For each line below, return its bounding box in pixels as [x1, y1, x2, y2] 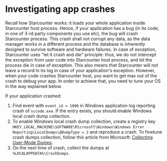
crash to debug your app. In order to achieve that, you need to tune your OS [5, 78, 161, 84]
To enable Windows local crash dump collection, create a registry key [12, 118, 156, 124]
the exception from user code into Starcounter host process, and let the [5, 57, 153, 63]
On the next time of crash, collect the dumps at [12, 145, 110, 151]
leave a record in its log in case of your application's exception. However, [5, 67, 156, 73]
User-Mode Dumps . [12, 139, 53, 145]
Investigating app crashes [5, 3, 116, 15]
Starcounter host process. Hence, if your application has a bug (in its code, [5, 25, 160, 31]
